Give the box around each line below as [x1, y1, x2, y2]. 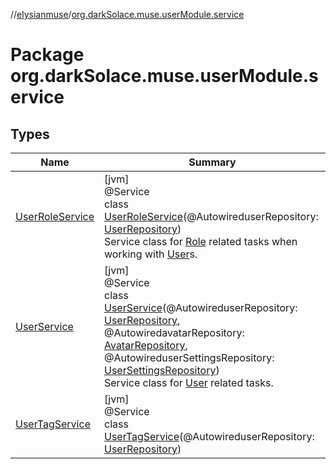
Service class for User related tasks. [104, 376, 274, 389]
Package [10, 44, 85, 66]
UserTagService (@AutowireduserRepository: [104, 430, 315, 443]
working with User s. [104, 247, 198, 261]
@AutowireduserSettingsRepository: [104, 351, 275, 364]
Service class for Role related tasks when [104, 235, 298, 248]
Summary [188, 155, 237, 169]
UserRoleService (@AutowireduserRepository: [104, 210, 319, 223]
